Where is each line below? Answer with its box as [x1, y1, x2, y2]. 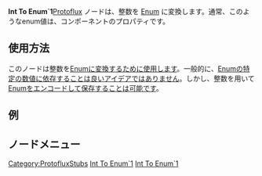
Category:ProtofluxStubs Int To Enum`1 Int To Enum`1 [8, 159, 179, 168]
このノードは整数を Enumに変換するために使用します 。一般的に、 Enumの [8, 63, 243, 73]
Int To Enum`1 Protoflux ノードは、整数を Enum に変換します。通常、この [8, 7, 243, 16]
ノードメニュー [8, 138, 81, 151]
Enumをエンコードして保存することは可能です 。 [8, 83, 163, 92]
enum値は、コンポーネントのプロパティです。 [21, 16, 170, 26]
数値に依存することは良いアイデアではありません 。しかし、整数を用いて [21, 74, 255, 83]
